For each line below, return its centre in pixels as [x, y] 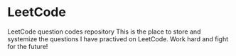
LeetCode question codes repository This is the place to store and [104, 31]
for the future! [28, 46]
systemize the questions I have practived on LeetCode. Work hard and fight [118, 38]
